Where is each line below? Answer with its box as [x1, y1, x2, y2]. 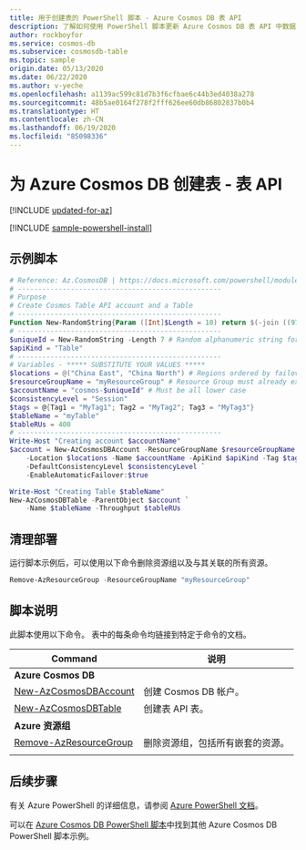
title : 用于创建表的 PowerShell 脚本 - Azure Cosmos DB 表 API [9, 13, 242, 23]
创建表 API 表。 [143, 702, 209, 715]
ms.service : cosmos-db [9, 38, 96, 48]
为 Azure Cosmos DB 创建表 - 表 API [9, 174, 282, 195]
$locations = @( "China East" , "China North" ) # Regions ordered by [9, 369, 271, 378]
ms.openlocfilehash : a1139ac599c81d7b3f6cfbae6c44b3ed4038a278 [9, 89, 255, 98]
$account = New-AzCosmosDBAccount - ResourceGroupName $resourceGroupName [9, 445, 296, 455]
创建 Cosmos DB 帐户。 [143, 685, 244, 698]
